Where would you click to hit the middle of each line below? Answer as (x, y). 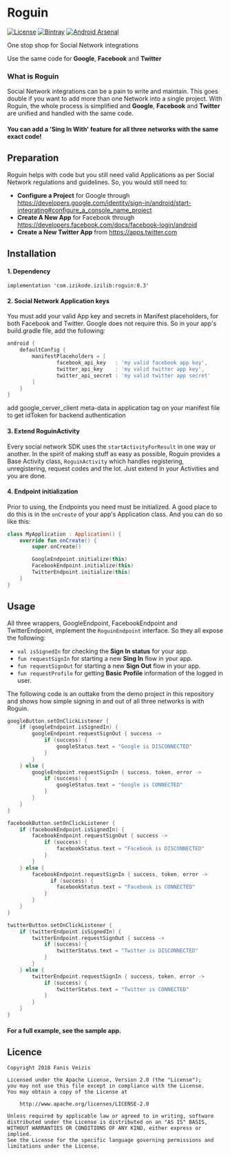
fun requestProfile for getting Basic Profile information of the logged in (120, 673)
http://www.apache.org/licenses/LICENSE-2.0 (84, 1104)
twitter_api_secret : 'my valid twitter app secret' (134, 376)
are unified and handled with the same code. (71, 113)
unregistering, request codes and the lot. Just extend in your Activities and (113, 468)
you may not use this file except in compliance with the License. (106, 1086)
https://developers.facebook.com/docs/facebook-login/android (107, 225)
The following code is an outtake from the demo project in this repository (111, 693)
